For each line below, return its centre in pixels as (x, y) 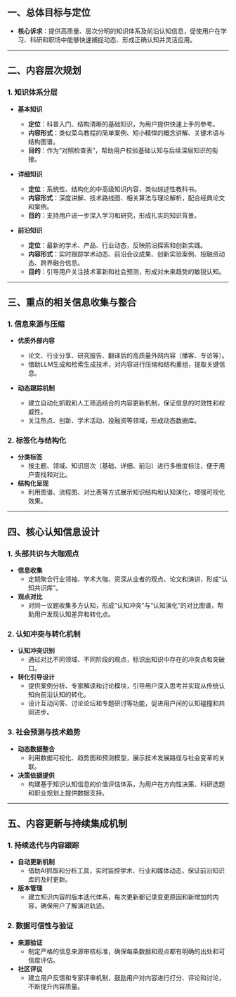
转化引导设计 (36, 677)
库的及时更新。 (50, 880)
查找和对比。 (53, 475)
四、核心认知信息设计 (53, 532)
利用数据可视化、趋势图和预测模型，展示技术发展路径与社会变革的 (123, 757)
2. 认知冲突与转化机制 (44, 634)
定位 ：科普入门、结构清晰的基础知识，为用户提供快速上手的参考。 (123, 124)
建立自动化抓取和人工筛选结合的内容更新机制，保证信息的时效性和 (123, 403)
